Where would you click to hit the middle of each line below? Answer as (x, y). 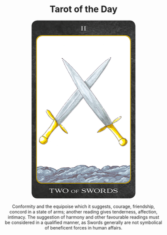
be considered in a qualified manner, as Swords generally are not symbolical (83, 222)
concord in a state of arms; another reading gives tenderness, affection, (83, 211)
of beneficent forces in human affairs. (83, 227)
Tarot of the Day (83, 9)
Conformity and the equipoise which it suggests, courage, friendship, (83, 206)
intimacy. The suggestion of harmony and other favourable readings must (83, 217)
